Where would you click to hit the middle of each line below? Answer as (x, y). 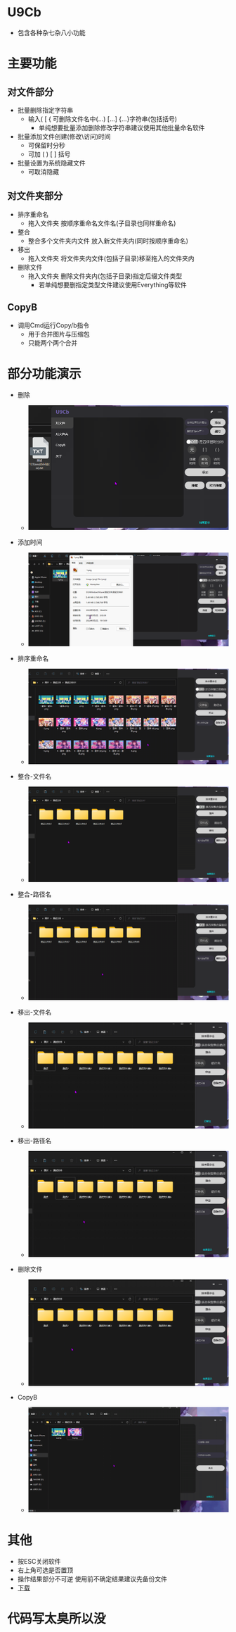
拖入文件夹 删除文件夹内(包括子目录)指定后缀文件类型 (105, 276)
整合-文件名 (34, 777)
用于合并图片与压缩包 (59, 334)
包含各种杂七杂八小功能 (51, 32)
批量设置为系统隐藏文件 (51, 163)
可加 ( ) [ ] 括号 (49, 154)
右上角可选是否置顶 (45, 1570)
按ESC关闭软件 (39, 1561)
